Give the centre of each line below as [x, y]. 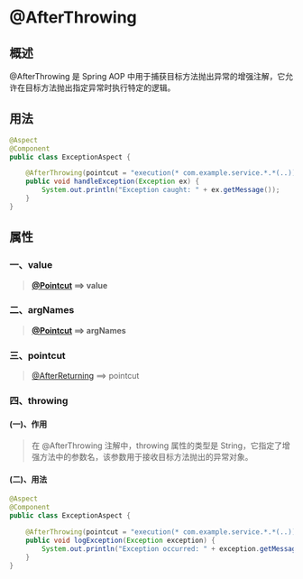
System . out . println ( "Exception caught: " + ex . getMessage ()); [161, 190]
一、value [31, 265]
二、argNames [42, 310]
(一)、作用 [28, 424]
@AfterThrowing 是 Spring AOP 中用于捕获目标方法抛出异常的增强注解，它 [147, 76]
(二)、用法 [28, 479]
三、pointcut [37, 355]
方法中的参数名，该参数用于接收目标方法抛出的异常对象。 [146, 457]
